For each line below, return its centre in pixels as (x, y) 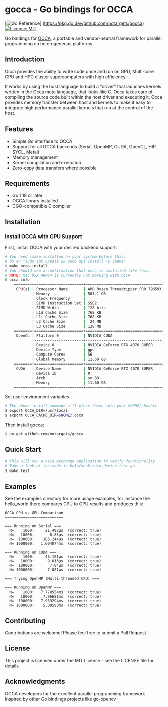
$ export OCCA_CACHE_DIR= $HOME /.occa (44, 415)
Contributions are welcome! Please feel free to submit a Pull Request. (76, 633)
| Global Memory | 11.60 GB (69, 359)
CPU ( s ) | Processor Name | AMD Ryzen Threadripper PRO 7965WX (89, 289)
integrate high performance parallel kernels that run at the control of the (79, 108)
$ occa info (17, 280)
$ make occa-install (27, 266)
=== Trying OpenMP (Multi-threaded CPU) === (52, 579)
